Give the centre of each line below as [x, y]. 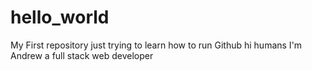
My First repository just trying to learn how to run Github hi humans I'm [156, 45]
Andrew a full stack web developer [82, 55]
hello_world [60, 17]
